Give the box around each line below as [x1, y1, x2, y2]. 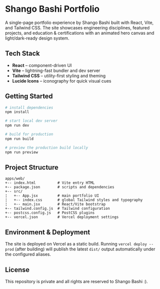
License [5, 266, 30, 274]
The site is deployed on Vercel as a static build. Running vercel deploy [5, 241, 147, 247]
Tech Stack [5, 49, 40, 58]
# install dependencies [5, 105, 54, 110]
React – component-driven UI [12, 62, 72, 68]
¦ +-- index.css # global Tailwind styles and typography [5, 198, 143, 202]
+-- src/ [5, 189, 23, 194]
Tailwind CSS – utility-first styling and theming [12, 72, 106, 79]
